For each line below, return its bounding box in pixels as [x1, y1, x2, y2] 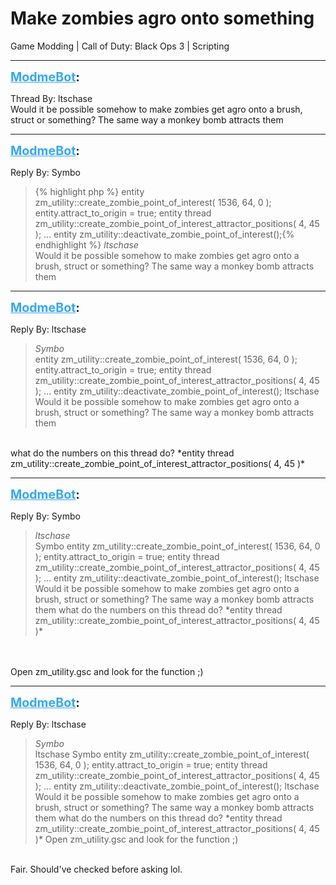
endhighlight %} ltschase [34, 238, 139, 251]
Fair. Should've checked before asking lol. [10, 863, 183, 875]
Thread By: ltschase [10, 92, 93, 104]
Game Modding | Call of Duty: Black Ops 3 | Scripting [10, 40, 230, 52]
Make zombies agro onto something [10, 7, 315, 30]
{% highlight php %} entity [34, 185, 145, 197]
